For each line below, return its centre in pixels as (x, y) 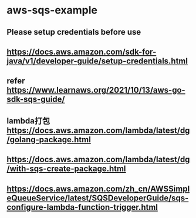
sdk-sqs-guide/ (36, 100)
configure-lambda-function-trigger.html (82, 207)
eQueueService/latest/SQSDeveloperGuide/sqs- (98, 198)
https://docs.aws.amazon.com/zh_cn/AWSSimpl (98, 189)
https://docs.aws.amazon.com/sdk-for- (82, 51)
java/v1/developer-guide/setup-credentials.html (97, 61)
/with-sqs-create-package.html (66, 169)
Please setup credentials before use (74, 32)
